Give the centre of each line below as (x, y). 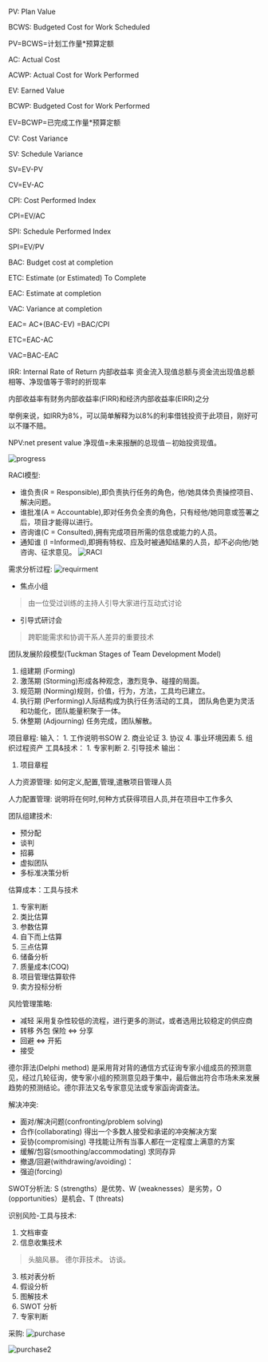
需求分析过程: (31, 569)
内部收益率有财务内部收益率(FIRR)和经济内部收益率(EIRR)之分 (109, 398)
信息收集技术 (41, 1243)
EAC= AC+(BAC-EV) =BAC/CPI (59, 324)
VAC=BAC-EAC (33, 355)
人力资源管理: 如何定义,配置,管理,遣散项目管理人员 (91, 782)
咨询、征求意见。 (48, 552)
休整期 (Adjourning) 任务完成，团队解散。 (88, 721)
